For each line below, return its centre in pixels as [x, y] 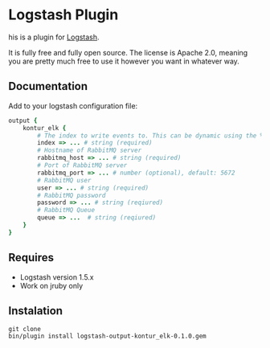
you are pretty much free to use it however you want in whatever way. [124, 61]
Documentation [48, 86]
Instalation [35, 311]
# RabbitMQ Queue [66, 211]
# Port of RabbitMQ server [82, 166]
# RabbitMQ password [72, 195]
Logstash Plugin [63, 15]
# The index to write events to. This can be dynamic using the [147, 135]
